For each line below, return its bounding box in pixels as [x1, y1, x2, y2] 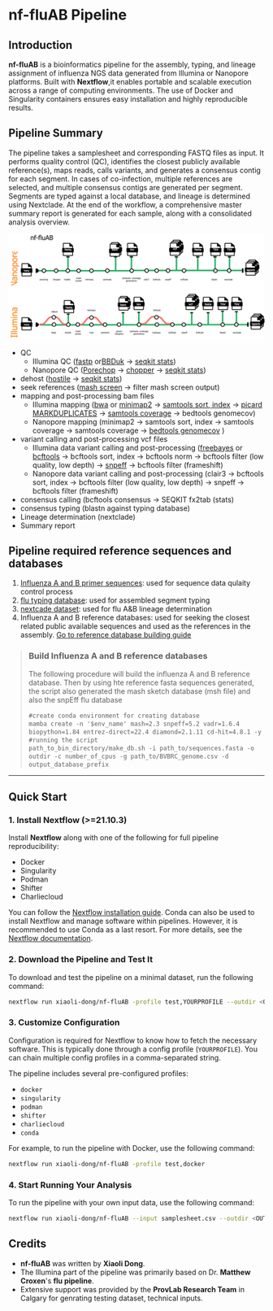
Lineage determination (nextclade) [19, 512, 136, 521]
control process [19, 587, 73, 597]
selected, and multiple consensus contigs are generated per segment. [8, 182, 243, 192]
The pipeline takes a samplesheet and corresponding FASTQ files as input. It [8, 148, 264, 158]
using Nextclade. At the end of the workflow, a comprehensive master [8, 199, 242, 209]
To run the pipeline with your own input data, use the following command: [8, 1197, 254, 1207]
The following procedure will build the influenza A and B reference [28, 669, 250, 678]
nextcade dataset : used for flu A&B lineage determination [19, 604, 213, 614]
